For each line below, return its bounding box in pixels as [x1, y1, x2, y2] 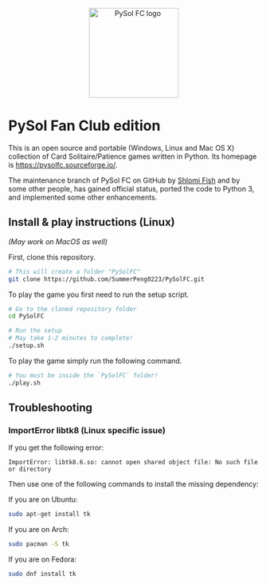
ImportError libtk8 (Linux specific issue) [8, 424, 166, 436]
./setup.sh [8, 341, 45, 349]
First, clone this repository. [8, 252, 96, 262]
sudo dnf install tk [8, 570, 77, 578]
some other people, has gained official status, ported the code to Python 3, [8, 183, 255, 193]
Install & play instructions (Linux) [8, 215, 175, 229]
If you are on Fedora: [8, 554, 77, 564]
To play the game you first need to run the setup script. [8, 290, 190, 299]
